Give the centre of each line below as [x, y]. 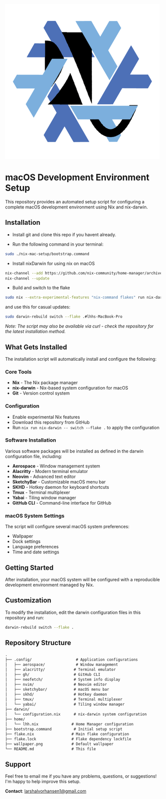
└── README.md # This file [51, 749]
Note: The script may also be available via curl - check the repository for [80, 326]
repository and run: [25, 617]
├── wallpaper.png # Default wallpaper [59, 744]
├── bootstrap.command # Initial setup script [64, 729]
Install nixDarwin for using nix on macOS [54, 263]
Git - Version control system [41, 393]
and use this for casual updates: [38, 307]
